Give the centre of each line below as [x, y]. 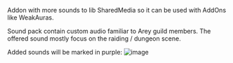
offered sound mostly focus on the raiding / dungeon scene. [94, 38]
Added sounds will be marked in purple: [65, 52]
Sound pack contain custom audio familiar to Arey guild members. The [109, 31]
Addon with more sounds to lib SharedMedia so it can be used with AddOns [117, 10]
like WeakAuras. [31, 17]
